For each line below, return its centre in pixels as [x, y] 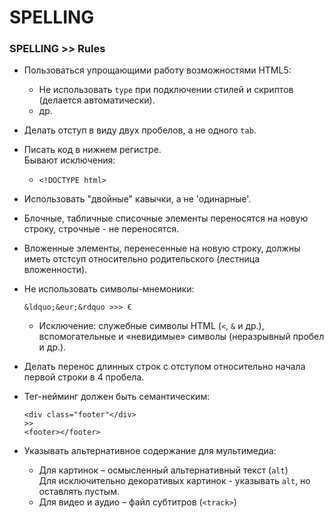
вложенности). [55, 270]
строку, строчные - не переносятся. [101, 229]
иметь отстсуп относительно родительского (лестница [142, 259]
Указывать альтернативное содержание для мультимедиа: [150, 451]
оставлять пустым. [79, 492]
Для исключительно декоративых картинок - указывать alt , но [174, 481]
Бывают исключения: [69, 160]
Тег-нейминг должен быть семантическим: [117, 397]
